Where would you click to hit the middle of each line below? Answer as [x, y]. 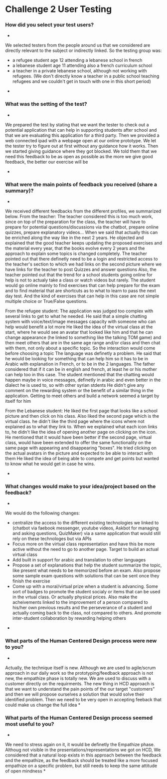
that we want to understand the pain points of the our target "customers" [80, 689]
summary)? [19, 191]
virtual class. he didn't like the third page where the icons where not [75, 421]
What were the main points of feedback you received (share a [81, 184]
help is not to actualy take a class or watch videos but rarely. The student [80, 280]
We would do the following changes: [43, 513]
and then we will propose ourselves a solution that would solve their [75, 694]
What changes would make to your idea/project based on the [81, 486]
